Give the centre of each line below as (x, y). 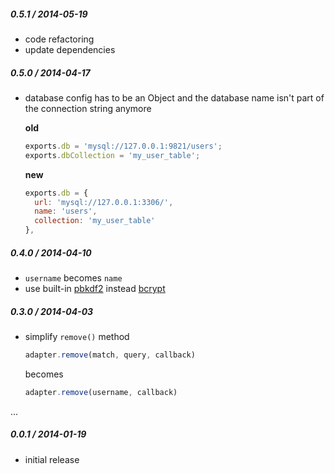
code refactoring (59, 39)
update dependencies (70, 49)
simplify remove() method (77, 336)
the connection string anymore (88, 108)
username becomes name (73, 278)
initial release (52, 459)
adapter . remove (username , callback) (101, 392)
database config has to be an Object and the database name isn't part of (174, 97)
